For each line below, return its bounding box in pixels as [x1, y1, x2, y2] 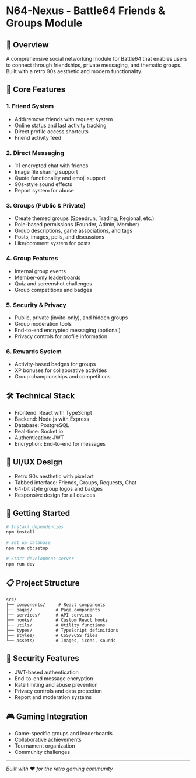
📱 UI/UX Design [6, 457, 63, 467]
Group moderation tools [14, 320, 72, 327]
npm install [6, 529, 35, 535]
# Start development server [6, 556, 75, 562]
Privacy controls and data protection [14, 687, 102, 694]
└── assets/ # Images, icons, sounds [6, 638, 116, 643]
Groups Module [6, 16, 83, 30]
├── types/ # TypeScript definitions [6, 627, 118, 633]
